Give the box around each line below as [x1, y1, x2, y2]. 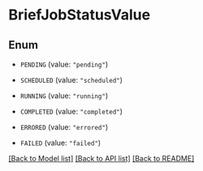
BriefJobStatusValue [8, 6, 151, 24]
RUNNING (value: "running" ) [19, 91, 108, 100]
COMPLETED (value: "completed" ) [19, 107, 123, 116]
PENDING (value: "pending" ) [19, 59, 108, 69]
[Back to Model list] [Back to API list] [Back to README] [8, 154, 195, 163]
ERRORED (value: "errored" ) [19, 122, 108, 131]
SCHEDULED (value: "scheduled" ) [19, 75, 123, 84]
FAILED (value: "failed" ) [19, 138, 101, 147]
